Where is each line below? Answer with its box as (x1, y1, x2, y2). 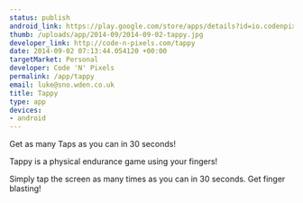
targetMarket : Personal (9, 55, 99, 64)
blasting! (9, 183, 42, 194)
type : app (9, 97, 47, 106)
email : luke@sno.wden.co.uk (9, 80, 115, 89)
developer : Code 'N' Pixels (9, 64, 115, 73)
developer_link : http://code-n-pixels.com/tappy (9, 38, 196, 48)
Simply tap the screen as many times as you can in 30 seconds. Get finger (9, 173, 286, 185)
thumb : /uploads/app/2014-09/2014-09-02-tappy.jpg (9, 30, 204, 39)
